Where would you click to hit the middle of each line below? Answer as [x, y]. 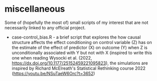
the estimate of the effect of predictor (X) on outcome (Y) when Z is [79, 47]
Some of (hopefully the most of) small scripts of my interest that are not [77, 22]
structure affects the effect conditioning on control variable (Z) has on [82, 42]
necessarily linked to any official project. [45, 27]
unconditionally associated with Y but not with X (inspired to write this [82, 53]
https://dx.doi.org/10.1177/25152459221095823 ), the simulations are [80, 63]
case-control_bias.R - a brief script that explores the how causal [76, 37]
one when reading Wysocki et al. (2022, [52, 58]
